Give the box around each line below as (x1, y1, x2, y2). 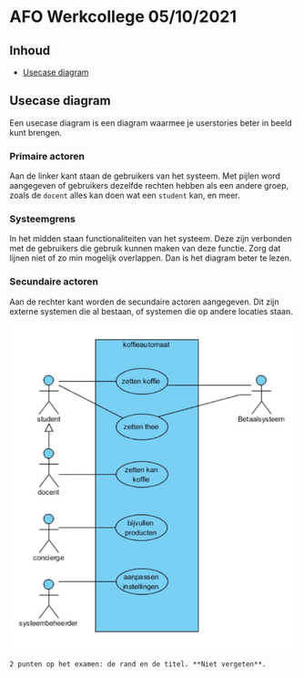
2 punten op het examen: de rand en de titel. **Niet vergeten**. (9, 660, 267, 669)
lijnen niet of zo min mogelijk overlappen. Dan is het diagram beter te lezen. (9, 252, 292, 263)
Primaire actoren (9, 149, 85, 162)
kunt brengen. (9, 127, 62, 138)
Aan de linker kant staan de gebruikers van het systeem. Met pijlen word (9, 170, 280, 181)
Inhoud (9, 43, 51, 58)
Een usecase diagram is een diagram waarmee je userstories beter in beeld (9, 117, 293, 128)
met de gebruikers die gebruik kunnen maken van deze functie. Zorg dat (9, 243, 281, 254)
